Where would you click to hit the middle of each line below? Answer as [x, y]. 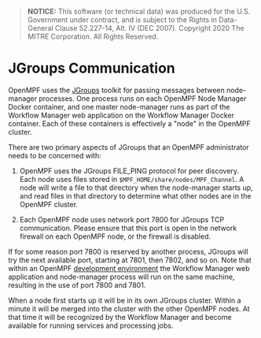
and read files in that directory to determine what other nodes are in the [135, 195]
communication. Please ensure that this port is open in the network [128, 228]
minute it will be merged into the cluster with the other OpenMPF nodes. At [129, 308]
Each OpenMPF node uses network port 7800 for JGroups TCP [122, 219]
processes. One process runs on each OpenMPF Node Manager [143, 98]
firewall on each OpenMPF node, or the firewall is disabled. [115, 236]
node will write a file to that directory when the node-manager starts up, [136, 188]
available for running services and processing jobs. [91, 325]
